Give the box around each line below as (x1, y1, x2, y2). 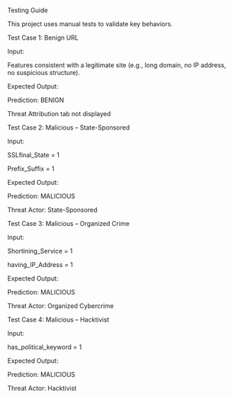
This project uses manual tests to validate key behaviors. (7, 20, 174, 28)
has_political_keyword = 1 (7, 343, 82, 351)
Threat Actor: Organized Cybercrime (7, 302, 114, 310)
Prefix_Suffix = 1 (7, 164, 55, 173)
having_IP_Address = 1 (7, 261, 73, 268)
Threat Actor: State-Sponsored (7, 205, 98, 214)
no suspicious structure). (7, 69, 80, 76)
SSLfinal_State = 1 (7, 151, 60, 159)
